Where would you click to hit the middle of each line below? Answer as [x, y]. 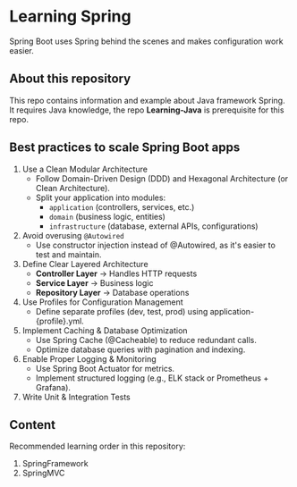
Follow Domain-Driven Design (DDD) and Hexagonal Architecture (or [162, 178]
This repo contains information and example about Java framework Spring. [147, 100]
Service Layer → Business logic [94, 282]
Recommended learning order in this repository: [98, 446]
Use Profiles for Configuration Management [102, 302]
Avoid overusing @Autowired [73, 235]
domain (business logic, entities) [107, 216]
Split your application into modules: [101, 197]
